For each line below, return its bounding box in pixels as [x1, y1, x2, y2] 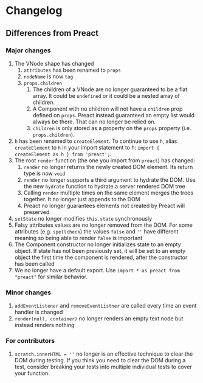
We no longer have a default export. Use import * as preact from [14, 266, 181, 274]
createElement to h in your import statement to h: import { [14, 143, 160, 151]
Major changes [5, 46, 51, 55]
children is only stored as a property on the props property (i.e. [32, 124, 191, 131]
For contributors [5, 337, 55, 345]
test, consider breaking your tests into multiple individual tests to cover [14, 363, 192, 371]
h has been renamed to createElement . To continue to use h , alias [14, 137, 177, 145]
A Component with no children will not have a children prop [32, 105, 183, 112]
